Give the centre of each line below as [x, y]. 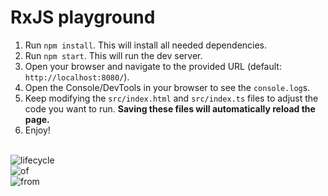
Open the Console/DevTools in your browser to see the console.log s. [167, 87]
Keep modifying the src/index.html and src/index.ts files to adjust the [171, 98]
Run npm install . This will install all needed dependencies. [146, 45]
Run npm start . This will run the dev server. [113, 55]
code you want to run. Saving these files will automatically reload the [170, 108]
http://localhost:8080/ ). [77, 77]
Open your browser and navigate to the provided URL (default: [153, 66]
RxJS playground [83, 17]
